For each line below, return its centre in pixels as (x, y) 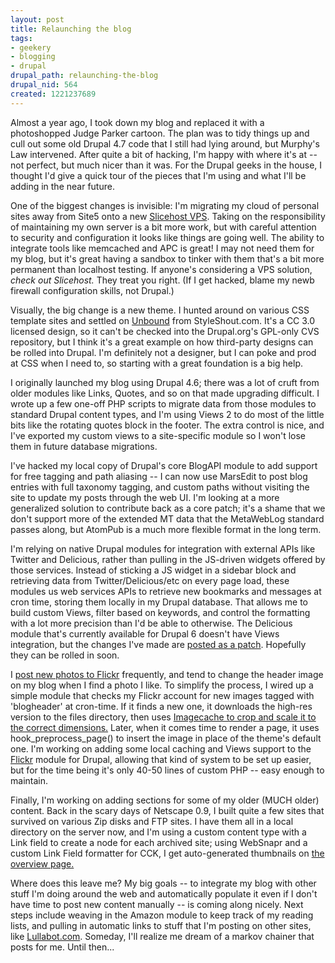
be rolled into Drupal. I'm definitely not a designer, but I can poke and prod (163, 352)
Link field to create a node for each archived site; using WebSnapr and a (159, 842)
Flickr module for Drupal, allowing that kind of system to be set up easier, (161, 759)
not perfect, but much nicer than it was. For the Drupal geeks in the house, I (166, 165)
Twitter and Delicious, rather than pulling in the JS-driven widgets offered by (168, 559)
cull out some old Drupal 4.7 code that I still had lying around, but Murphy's (165, 143)
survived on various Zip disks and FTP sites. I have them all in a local (152, 821)
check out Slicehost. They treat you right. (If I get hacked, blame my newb (162, 280)
